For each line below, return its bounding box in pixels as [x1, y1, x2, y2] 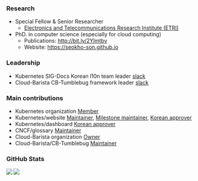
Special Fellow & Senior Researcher [14, 18, 104, 25]
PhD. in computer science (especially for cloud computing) [14, 31, 162, 38]
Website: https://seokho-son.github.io [24, 43, 119, 51]
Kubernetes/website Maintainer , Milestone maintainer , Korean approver [14, 113, 192, 121]
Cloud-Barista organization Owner [14, 133, 101, 140]
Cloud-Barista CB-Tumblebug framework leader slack [14, 78, 149, 86]
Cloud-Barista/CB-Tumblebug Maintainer [14, 139, 117, 147]
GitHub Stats [6, 154, 45, 163]
